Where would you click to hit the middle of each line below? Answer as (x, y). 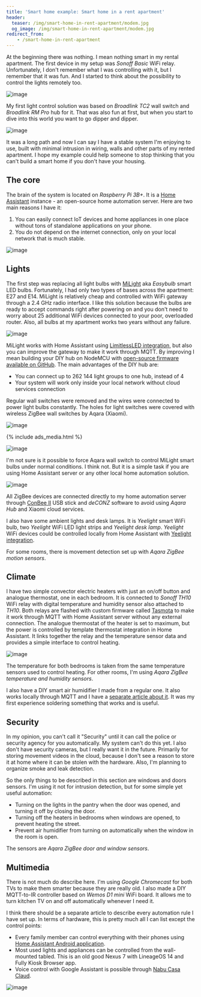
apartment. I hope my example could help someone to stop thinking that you (100, 155)
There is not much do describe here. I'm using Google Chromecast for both (99, 882)
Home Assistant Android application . (60, 944)
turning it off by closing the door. (55, 811)
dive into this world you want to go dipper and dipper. (72, 119)
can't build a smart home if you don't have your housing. (76, 161)
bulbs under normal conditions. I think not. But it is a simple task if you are (97, 466)
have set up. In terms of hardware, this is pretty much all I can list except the (100, 919)
